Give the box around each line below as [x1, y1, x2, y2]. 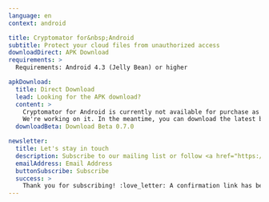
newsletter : [8, 137, 48, 145]
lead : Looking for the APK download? [15, 93, 142, 101]
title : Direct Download [15, 85, 94, 93]
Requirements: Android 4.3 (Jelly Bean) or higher [15, 63, 188, 72]
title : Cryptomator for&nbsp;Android [8, 34, 134, 42]
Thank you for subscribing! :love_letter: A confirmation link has [22, 182, 252, 190]
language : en [8, 11, 52, 20]
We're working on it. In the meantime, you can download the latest [22, 115, 256, 123]
